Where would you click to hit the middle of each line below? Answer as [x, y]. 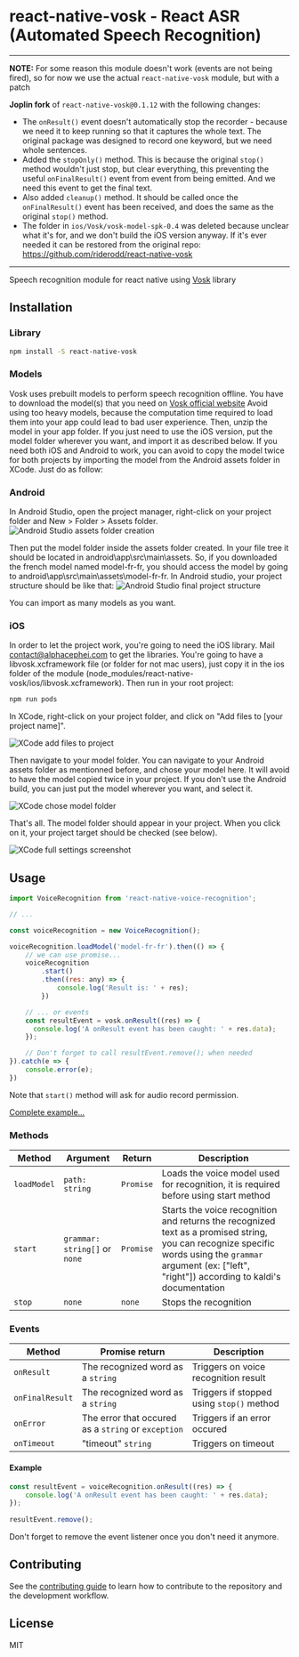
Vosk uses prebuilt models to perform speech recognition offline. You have [146, 393]
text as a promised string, [215, 1233]
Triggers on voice [229, 1367]
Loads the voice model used [221, 1174]
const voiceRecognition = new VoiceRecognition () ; [105, 930]
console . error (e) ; [59, 1070]
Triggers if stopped [232, 1393]
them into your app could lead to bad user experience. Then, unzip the [139, 422]
